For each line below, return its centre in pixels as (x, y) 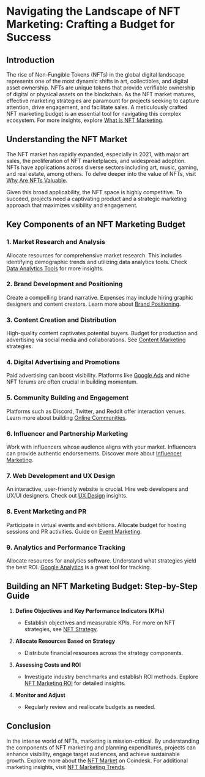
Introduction (31, 60)
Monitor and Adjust (40, 695)
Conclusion (29, 726)
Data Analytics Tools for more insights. (55, 268)
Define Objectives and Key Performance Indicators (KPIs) (90, 610)
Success (29, 37)
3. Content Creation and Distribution (61, 320)
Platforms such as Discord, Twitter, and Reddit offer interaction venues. (96, 411)
